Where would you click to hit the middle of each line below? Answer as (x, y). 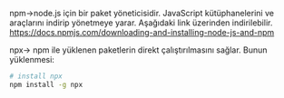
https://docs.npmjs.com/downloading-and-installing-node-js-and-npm (142, 32)
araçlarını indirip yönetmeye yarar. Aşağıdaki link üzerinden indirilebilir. (141, 23)
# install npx (36, 76)
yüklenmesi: (32, 59)
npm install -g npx (46, 84)
